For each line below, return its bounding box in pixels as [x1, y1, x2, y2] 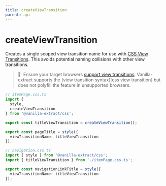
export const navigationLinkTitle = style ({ [5, 166, 101, 172]
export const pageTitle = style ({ [5, 129, 79, 135]
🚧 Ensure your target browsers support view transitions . [17, 72, 136, 78]
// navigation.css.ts [5, 148, 51, 153]
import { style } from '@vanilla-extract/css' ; [5, 153, 108, 158]
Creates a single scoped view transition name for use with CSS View [5, 51, 149, 57]
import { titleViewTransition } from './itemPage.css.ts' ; [5, 158, 133, 163]
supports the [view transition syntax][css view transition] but [34, 77, 161, 83]
